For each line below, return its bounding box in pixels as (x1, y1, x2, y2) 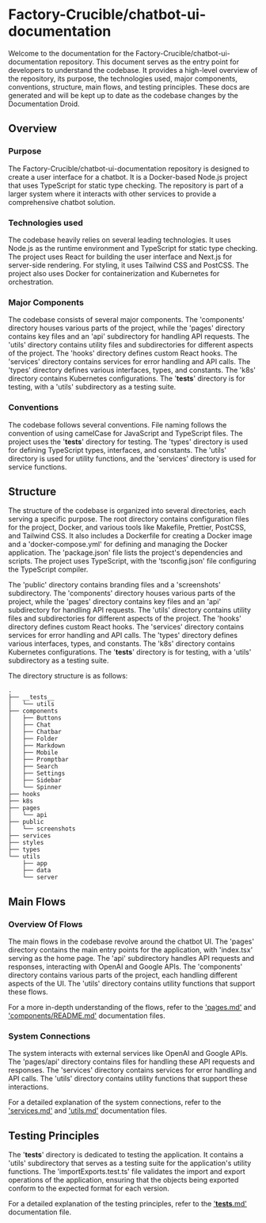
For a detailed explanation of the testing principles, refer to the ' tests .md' (8, 1199, 247, 1209)
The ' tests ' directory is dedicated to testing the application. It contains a (8, 1150, 244, 1160)
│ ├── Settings (8, 769, 66, 777)
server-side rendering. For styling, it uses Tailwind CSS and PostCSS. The (8, 260, 249, 270)
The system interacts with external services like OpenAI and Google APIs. (8, 1049, 248, 1058)
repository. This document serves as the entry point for (59, 57, 240, 66)
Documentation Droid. (8, 99, 81, 108)
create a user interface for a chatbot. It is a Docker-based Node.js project (8, 172, 248, 181)
